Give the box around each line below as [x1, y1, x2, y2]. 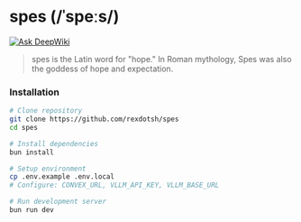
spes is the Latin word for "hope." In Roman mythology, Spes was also [31, 53, 292, 64]
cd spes [9, 123, 39, 132]
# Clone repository [9, 106, 83, 116]
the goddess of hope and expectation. [31, 63, 174, 74]
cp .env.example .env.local [9, 172, 115, 181]
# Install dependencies [9, 139, 99, 148]
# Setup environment [9, 164, 87, 173]
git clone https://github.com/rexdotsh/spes [9, 115, 179, 124]
